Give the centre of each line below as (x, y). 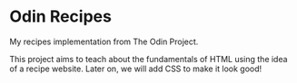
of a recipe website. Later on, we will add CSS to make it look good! (136, 69)
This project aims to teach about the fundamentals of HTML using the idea (148, 59)
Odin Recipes (60, 17)
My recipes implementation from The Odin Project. (104, 41)
